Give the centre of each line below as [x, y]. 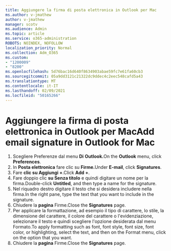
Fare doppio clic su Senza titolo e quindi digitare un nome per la [80, 178]
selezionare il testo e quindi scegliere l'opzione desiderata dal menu [84, 221]
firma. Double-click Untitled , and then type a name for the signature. [85, 184]
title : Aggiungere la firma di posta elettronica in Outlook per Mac [81, 10]
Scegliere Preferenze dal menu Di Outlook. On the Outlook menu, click [87, 157]
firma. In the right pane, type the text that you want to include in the [83, 194]
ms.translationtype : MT [31, 81]
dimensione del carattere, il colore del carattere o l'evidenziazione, [83, 216]
